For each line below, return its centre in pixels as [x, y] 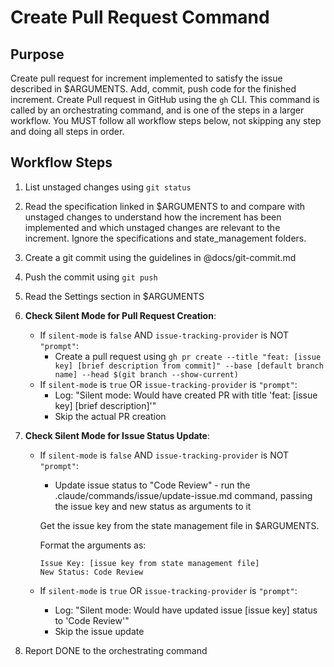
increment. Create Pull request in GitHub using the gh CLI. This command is [165, 99]
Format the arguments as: [93, 545]
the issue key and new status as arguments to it [153, 506]
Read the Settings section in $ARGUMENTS [114, 296]
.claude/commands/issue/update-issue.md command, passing [183, 495]
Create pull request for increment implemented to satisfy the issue [146, 78]
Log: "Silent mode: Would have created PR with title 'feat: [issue [186, 395]
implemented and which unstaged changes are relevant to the [152, 227]
